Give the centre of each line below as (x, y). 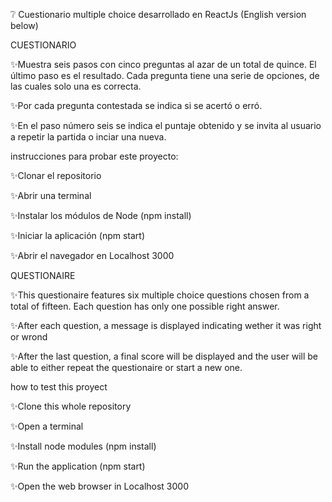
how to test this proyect (59, 387)
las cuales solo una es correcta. (76, 86)
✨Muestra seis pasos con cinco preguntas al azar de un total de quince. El (163, 64)
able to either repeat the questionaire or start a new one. (126, 367)
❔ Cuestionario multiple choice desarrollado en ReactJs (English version (158, 14)
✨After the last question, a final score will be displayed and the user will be (164, 356)
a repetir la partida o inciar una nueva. (88, 137)
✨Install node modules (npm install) (83, 446)
